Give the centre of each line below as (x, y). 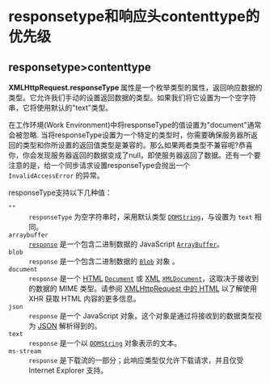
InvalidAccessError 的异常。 (56, 175)
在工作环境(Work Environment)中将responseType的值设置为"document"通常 (135, 125)
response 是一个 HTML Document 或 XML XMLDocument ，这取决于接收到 (144, 278)
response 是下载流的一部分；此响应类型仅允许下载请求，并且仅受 (136, 360)
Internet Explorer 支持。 (68, 370)
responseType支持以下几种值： (61, 192)
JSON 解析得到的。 (70, 326)
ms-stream (25, 351)
